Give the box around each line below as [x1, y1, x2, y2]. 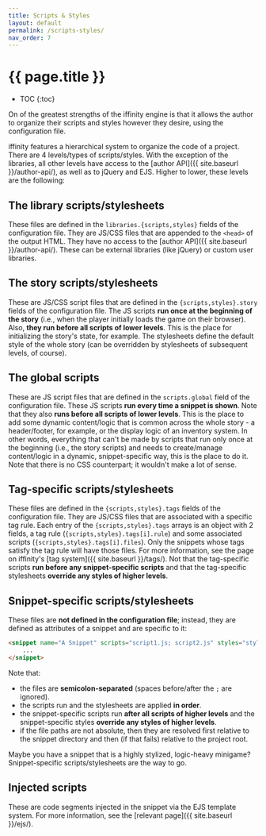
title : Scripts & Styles [8, 11, 90, 20]
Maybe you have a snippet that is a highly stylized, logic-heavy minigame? [8, 749, 251, 759]
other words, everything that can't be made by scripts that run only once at [8, 434, 253, 444]
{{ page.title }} [8, 68, 106, 86]
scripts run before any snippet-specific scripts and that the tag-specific [8, 563, 247, 572]
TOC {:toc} [19, 94, 55, 104]
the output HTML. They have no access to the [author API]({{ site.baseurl [8, 237, 248, 246]
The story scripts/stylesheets [8, 276, 158, 290]
